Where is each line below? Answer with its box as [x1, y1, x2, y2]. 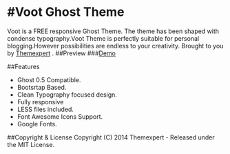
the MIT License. [7, 140, 55, 148]
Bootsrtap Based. [17, 83, 67, 91]
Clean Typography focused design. [17, 90, 117, 99]
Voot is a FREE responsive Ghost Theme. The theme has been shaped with [7, 27, 219, 35]
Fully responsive [17, 97, 64, 106]
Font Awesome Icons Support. [17, 112, 103, 121]
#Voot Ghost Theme [7, 4, 125, 20]
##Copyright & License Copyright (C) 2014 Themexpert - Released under [7, 133, 215, 142]
